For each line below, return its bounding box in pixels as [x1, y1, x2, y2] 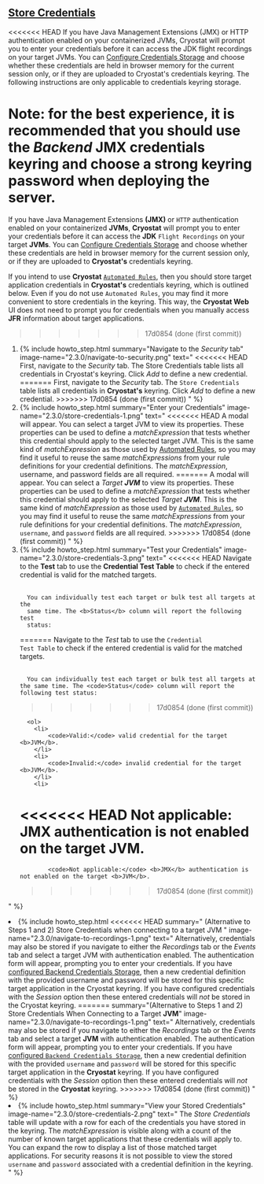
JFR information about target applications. [8, 313, 145, 323]
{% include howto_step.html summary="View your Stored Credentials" [18, 1101, 246, 1110]
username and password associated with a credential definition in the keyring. [8, 1159, 254, 1168]
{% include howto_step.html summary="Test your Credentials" [19, 545, 222, 554]
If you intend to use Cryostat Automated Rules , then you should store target [8, 272, 252, 281]
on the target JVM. [19, 839, 145, 857]
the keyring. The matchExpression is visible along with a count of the [8, 1126, 232, 1135]
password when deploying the [8, 172, 210, 190]
